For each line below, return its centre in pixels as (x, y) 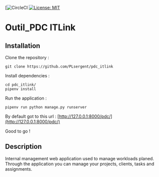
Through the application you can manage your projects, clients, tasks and (79, 164)
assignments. (19, 169)
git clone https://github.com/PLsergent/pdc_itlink (59, 67)
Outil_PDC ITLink (40, 28)
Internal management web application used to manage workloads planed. (79, 158)
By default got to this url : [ (32, 116)
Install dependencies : (28, 76)
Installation (23, 46)
